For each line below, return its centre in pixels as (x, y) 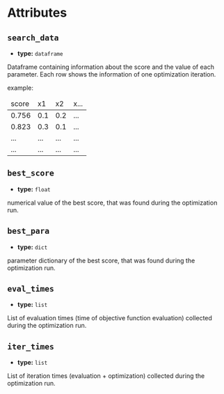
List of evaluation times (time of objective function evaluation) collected (110, 318)
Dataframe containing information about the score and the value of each (111, 67)
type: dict (32, 247)
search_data (33, 38)
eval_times (31, 289)
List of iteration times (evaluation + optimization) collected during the (106, 376)
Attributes (37, 13)
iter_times (31, 346)
